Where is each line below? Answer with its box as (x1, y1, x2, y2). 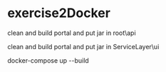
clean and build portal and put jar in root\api (7, 29, 137, 37)
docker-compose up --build (7, 56, 89, 65)
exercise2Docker (7, 5, 110, 21)
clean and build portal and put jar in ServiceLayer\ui (7, 42, 160, 51)
